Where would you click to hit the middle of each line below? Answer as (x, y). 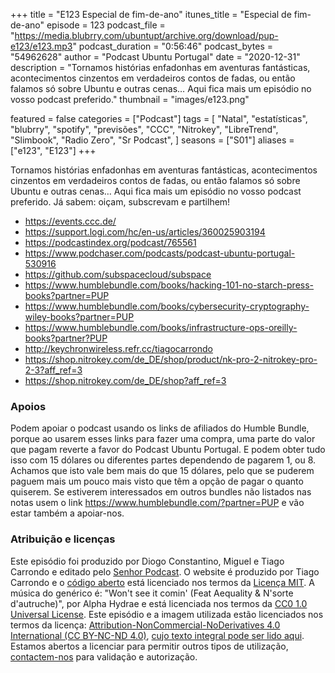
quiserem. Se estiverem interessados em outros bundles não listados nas (161, 492)
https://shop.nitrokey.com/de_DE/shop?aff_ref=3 (125, 380)
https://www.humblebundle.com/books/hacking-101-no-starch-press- (169, 285)
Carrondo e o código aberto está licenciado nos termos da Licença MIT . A (162, 582)
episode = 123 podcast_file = (106, 25)
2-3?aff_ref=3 (53, 370)
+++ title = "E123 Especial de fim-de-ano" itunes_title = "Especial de (151, 14)
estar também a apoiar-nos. (67, 513)
